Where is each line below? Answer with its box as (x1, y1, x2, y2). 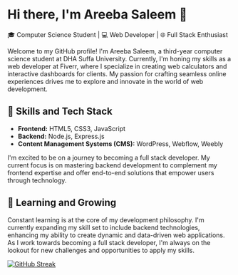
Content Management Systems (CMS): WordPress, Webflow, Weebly (17, 139, 224, 148)
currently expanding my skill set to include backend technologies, (7, 223, 200, 232)
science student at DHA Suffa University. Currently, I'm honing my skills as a (7, 54, 232, 63)
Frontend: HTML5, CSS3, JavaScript (17, 124, 126, 133)
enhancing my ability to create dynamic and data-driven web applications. (7, 231, 225, 239)
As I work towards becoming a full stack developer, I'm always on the (7, 238, 211, 247)
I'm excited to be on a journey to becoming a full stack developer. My (7, 153, 210, 162)
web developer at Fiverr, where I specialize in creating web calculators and (7, 62, 227, 71)
